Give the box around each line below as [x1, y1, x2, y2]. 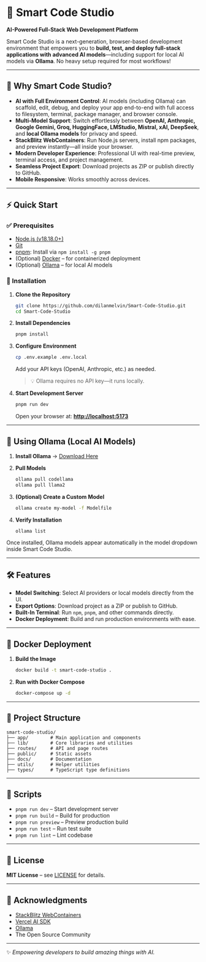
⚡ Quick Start [6, 200, 58, 211]
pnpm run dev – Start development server [15, 805, 118, 813]
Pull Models [15, 464, 46, 472]
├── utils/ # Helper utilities [6, 761, 100, 767]
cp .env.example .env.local [15, 354, 87, 361]
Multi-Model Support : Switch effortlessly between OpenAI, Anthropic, [15, 117, 196, 124]
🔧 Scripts [6, 789, 42, 799]
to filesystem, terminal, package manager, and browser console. [15, 110, 178, 117]
